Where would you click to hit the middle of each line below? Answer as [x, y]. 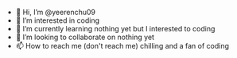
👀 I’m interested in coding [58, 20]
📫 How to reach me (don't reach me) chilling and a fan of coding [122, 46]
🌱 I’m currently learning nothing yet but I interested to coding [115, 29]
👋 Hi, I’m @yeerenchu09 [55, 12]
